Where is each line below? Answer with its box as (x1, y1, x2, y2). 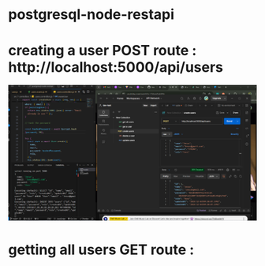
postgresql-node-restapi (8, 6, 175, 24)
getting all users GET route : (8, 241, 195, 259)
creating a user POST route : (8, 42, 197, 60)
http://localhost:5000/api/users (8, 58, 223, 77)
